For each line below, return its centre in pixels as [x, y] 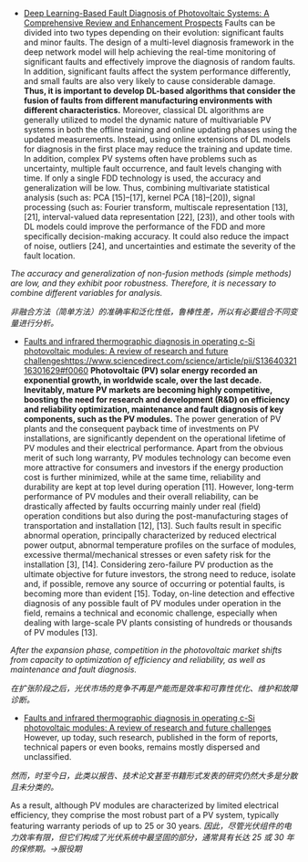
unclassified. [47, 757]
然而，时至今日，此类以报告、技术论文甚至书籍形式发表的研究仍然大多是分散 [154, 776]
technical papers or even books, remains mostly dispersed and [142, 747]
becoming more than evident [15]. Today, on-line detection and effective [159, 594]
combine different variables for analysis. [87, 293]
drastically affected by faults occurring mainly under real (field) [142, 506]
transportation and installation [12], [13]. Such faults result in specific [152, 526]
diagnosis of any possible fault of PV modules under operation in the [152, 603]
